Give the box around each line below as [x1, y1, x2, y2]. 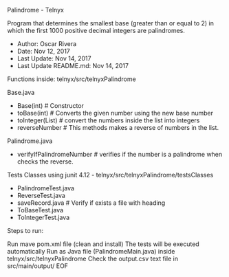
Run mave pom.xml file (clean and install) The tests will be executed [7, 240, 199, 248]
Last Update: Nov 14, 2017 [17, 54, 91, 63]
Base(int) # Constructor [17, 102, 85, 109]
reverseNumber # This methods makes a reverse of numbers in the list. [17, 124, 219, 131]
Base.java [7, 89, 35, 96]
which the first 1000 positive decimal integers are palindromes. [7, 27, 186, 34]
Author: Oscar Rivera [17, 40, 77, 47]
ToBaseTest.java [17, 206, 64, 214]
